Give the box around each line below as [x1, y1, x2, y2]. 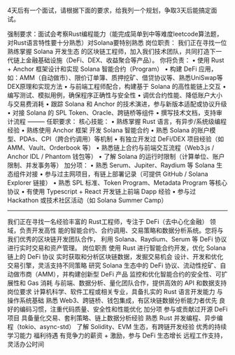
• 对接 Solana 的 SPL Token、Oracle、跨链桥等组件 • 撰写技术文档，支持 [7, 109, 217, 117]
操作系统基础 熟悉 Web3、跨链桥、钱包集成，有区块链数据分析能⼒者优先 [7, 296, 218, 305]
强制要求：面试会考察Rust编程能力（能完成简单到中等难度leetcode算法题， [7, 30, 223, 38]
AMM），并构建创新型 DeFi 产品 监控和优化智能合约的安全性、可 [37, 270, 222, 278]
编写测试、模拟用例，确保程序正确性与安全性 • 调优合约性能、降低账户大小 [7, 91, 222, 99]
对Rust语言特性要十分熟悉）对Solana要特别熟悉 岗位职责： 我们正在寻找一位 [7, 39, 227, 47]
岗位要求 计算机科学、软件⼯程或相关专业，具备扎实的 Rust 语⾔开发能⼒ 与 [7, 288, 224, 295]
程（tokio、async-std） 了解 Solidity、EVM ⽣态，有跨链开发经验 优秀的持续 [7, 323, 227, 330]
